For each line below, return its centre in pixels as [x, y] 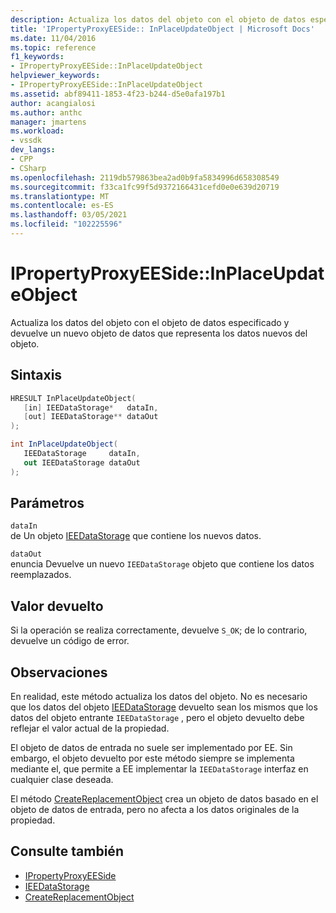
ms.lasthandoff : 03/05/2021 [69, 215]
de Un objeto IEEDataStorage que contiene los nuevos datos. [136, 536]
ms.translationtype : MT [60, 196]
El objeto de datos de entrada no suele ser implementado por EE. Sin [151, 748]
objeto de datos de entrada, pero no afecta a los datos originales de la [155, 810]
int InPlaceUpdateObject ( [64, 444]
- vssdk [26, 141]
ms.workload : [37, 131]
